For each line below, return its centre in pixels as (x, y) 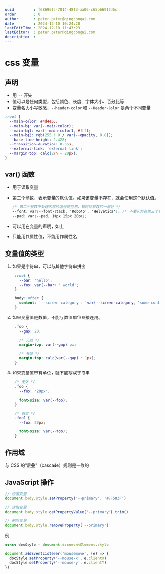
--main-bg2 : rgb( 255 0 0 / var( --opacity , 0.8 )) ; (61, 135)
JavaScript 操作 (29, 482)
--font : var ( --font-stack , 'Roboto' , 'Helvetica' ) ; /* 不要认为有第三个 (85, 212)
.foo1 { (22, 418)
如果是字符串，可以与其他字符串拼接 (49, 266)
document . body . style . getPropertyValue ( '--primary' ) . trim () (67, 512)
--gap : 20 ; (30, 331)
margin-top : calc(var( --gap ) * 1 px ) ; (57, 358)
